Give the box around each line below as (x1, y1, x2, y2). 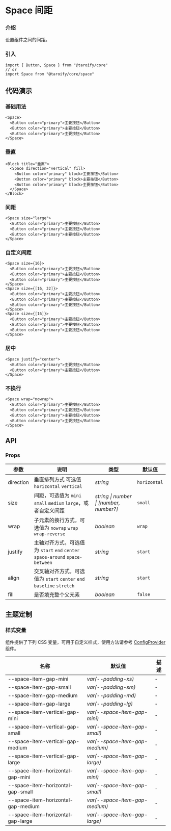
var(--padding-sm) (87, 684, 136, 691)
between (34, 559, 52, 565)
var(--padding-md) (87, 692, 136, 699)
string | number (95, 492, 132, 500)
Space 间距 (5, 5, 53, 16)
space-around (34, 554, 66, 560)
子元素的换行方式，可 (34, 516, 85, 524)
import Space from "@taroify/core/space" (5, 71, 95, 76)
